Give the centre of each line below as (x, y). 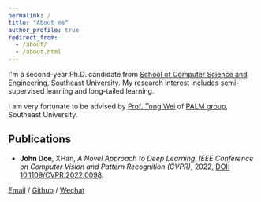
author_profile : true (44, 30)
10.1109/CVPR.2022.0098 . (62, 174)
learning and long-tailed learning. (100, 91)
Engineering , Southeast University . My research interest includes (114, 83)
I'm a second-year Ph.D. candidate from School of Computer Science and (128, 74)
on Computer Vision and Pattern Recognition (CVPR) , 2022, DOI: (125, 167)
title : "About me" (38, 23)
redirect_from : (33, 37)
